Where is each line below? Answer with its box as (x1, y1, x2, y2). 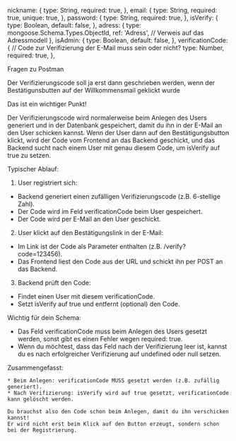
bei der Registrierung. (7, 427, 78, 434)
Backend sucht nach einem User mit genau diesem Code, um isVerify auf (7, 144, 220, 151)
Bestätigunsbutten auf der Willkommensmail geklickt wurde (7, 86, 181, 94)
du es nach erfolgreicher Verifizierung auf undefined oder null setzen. (17, 350, 221, 358)
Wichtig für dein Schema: (7, 314, 81, 321)
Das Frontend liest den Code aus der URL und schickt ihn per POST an (17, 258, 223, 265)
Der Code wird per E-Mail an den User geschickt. (17, 215, 161, 223)
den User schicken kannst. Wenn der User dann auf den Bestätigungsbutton (7, 129, 230, 137)
